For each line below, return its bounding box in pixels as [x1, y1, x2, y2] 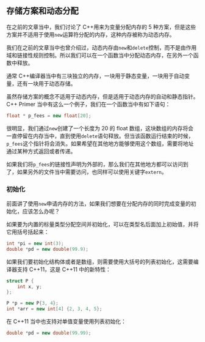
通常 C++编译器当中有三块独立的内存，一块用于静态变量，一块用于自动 [6, 72, 185, 80]
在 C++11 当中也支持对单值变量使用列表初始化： [6, 318, 127, 325]
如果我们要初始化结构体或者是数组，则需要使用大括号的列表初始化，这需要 [6, 258, 193, 265]
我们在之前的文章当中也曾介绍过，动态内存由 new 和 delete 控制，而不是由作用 [6, 43, 197, 51]
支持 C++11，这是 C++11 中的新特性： [16, 266, 112, 273]
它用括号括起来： [6, 228, 49, 236]
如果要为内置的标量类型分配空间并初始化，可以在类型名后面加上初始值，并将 [6, 220, 199, 228]
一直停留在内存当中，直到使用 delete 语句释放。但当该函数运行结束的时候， [6, 132, 194, 139]
